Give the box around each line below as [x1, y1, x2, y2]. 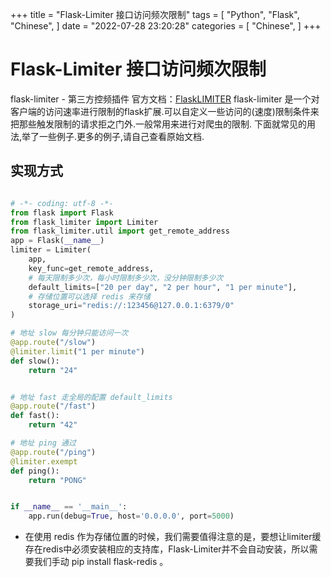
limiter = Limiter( [10, 245, 92, 255]
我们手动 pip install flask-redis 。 [33, 556, 169, 568]
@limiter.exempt [10, 456, 78, 467]
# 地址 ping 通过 [10, 438, 77, 448]
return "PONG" [28, 475, 87, 485]
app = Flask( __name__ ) [10, 236, 105, 246]
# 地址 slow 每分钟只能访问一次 [10, 328, 129, 338]
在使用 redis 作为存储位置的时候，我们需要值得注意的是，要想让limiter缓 [24, 531, 322, 543]
